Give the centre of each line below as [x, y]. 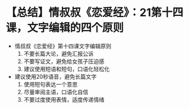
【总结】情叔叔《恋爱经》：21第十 [89, 13]
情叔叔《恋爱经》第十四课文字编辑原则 [63, 46]
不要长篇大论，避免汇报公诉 [59, 53]
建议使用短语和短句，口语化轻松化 [67, 69]
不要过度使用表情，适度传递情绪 [64, 99]
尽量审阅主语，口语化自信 [56, 92]
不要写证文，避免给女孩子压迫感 [64, 61]
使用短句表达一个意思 [50, 84]
